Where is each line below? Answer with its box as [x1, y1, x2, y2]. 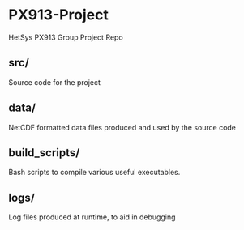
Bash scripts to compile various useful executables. [8, 168, 181, 177]
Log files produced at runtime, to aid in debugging [8, 212, 176, 222]
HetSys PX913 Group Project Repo [8, 32, 123, 42]
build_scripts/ [8, 146, 80, 160]
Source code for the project [8, 77, 101, 87]
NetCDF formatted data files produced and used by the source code [8, 122, 237, 132]
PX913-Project [8, 6, 109, 24]
